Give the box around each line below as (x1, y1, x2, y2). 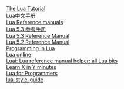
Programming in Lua (6, 45, 55, 52)
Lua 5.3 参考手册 (6, 26, 46, 32)
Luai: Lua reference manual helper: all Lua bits (6, 57, 118, 64)
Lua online (6, 51, 31, 58)
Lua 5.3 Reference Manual (6, 32, 69, 39)
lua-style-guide (6, 76, 44, 83)
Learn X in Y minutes (6, 64, 57, 70)
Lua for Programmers (6, 70, 58, 77)
